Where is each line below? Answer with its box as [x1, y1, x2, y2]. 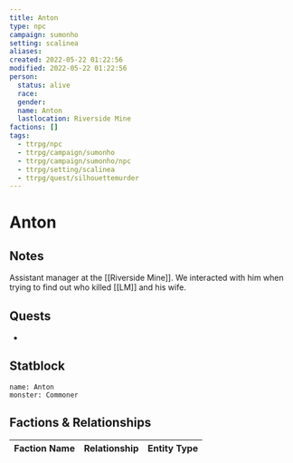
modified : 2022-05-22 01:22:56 [9, 64, 128, 73]
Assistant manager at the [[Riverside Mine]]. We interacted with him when [9, 273, 285, 284]
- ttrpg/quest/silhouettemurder [17, 173, 140, 182]
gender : [17, 97, 47, 107]
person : [9, 72, 39, 82]
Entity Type [147, 441, 199, 454]
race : [17, 89, 39, 98]
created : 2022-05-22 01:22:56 [9, 55, 124, 64]
